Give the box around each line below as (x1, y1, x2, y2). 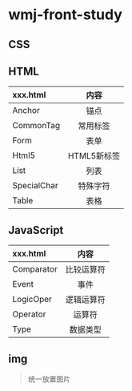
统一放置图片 (27, 374, 70, 384)
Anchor (12, 105, 40, 116)
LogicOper (12, 294, 52, 305)
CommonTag (12, 120, 61, 131)
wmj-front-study (8, 6, 122, 24)
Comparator (12, 264, 58, 275)
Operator (12, 308, 46, 320)
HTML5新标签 (67, 151, 121, 162)
